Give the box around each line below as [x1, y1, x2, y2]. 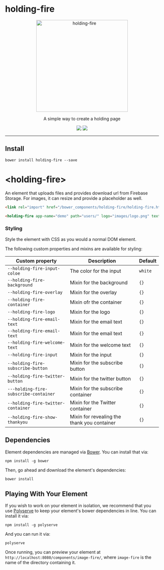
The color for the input [70, 267, 121, 274]
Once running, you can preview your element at [5, 549, 101, 555]
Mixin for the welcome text [70, 341, 131, 348]
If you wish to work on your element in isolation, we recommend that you [5, 503, 151, 509]
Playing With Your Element [5, 490, 88, 498]
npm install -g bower [5, 458, 49, 463]
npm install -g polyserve [5, 522, 58, 527]
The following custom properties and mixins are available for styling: [5, 246, 143, 252]
